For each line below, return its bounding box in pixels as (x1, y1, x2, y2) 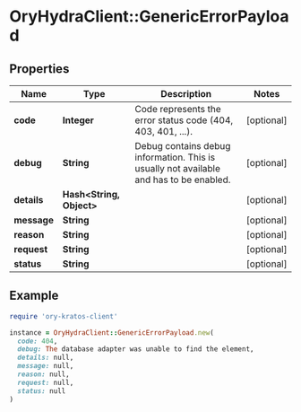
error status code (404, (134, 114, 234, 127)
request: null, (17, 378, 74, 387)
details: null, (17, 353, 74, 363)
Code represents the (134, 103, 221, 115)
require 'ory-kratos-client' (9, 311, 118, 320)
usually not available (134, 162, 221, 174)
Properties (9, 61, 70, 76)
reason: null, (17, 370, 70, 379)
